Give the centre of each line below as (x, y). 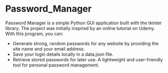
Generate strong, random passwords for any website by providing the (86, 43)
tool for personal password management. (56, 65)
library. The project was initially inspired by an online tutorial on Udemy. (80, 28)
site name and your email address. (49, 49)
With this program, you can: (34, 33)
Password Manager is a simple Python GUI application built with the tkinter (83, 23)
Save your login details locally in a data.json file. (63, 54)
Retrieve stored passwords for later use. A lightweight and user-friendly (88, 59)
